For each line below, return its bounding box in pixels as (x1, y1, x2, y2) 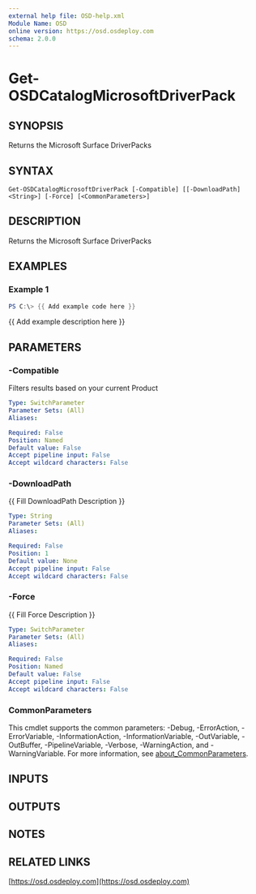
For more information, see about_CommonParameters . (67, 749, 249, 759)
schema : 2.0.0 (8, 34, 57, 43)
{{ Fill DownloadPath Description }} (8, 496, 126, 506)
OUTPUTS (8, 800, 61, 814)
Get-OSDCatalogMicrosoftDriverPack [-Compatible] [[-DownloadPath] (8, 186, 241, 194)
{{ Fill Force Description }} (8, 609, 96, 619)
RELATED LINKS (8, 855, 91, 869)
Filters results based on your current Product (8, 383, 158, 393)
